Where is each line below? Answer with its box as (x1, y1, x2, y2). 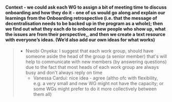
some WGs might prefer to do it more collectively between (33, 86, 157, 92)
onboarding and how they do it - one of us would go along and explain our (5, 9, 165, 15)
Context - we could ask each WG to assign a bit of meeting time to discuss (5, 4, 167, 10)
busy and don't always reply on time (25, 69, 103, 76)
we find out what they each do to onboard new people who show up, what (5, 25, 166, 32)
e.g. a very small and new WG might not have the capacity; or (33, 81, 164, 87)
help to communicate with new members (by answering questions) (25, 59, 167, 65)
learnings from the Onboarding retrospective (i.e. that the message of (5, 15, 158, 21)
